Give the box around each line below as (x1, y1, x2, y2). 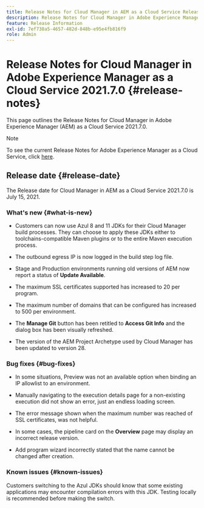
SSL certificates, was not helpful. (15, 416, 98, 424)
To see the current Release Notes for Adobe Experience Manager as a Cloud (6, 146, 198, 154)
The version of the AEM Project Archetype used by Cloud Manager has (15, 338, 193, 345)
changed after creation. (15, 453, 74, 460)
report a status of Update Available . (15, 272, 106, 279)
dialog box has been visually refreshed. (15, 326, 114, 334)
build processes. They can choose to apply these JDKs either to (15, 228, 176, 236)
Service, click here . (6, 153, 55, 160)
